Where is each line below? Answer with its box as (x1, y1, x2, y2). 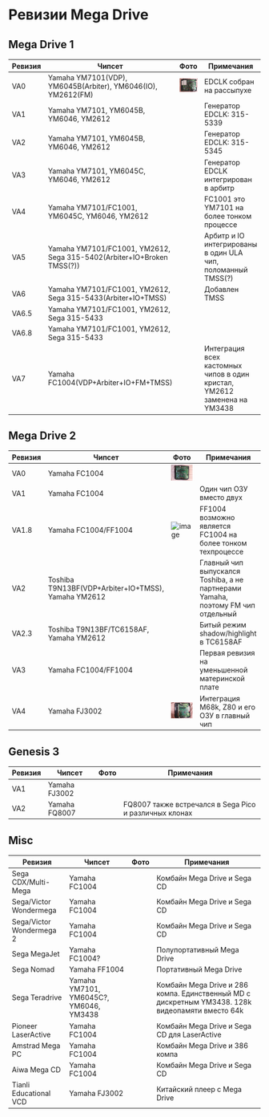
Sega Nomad (11, 965, 54, 974)
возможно (199, 512, 235, 522)
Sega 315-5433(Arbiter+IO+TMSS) (47, 293, 167, 303)
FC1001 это (203, 194, 246, 204)
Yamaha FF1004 (69, 965, 124, 974)
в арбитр (203, 183, 235, 193)
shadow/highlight (199, 628, 257, 639)
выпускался (199, 566, 241, 575)
